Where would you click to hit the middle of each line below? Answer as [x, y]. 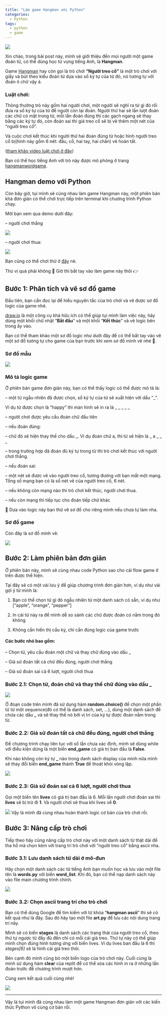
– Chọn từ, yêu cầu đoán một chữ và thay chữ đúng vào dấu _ [68, 652]
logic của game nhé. [26, 305]
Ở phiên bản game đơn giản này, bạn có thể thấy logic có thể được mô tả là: [83, 388]
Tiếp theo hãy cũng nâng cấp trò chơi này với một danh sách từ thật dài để [82, 840]
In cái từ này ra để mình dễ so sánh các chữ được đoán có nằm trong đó [86, 615]
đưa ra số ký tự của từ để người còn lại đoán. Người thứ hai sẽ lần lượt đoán [82, 111]
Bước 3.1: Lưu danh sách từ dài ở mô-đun [55, 858]
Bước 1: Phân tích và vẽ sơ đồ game [60, 289]
